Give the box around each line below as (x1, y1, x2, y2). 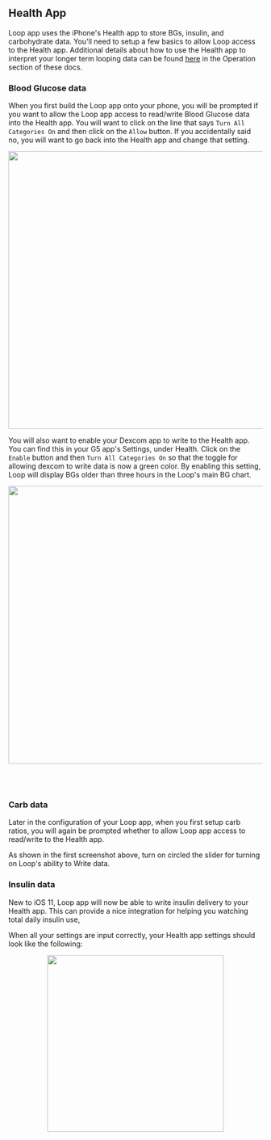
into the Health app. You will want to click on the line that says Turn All (8, 118, 245, 128)
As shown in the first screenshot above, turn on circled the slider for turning (8, 850, 261, 860)
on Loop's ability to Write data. (8, 859, 110, 869)
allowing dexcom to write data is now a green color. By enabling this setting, (8, 461, 261, 471)
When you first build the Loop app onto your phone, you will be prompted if (8, 101, 259, 111)
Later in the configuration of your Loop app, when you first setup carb (8, 818, 241, 827)
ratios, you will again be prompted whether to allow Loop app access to (8, 826, 246, 835)
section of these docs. (8, 62, 83, 72)
